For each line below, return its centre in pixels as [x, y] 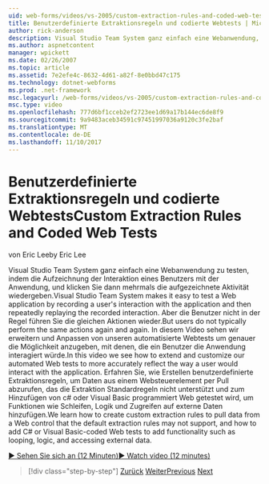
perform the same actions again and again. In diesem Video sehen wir [124, 330]
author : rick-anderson [46, 30]
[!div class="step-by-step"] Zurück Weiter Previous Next [120, 471]
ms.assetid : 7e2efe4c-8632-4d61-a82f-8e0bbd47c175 [94, 75]
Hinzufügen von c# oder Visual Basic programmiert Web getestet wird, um [131, 398]
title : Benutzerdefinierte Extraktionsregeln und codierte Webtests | [128, 23]
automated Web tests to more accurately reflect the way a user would [123, 364]
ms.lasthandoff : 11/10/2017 [55, 142]
